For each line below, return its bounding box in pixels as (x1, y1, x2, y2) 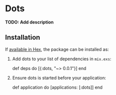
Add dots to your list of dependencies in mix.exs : (12, 56, 112, 62)
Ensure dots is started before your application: (12, 74, 107, 81)
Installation (5, 33, 40, 42)
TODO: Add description (5, 19, 54, 25)
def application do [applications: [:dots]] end (12, 84, 103, 90)
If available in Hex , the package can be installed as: (5, 46, 109, 52)
